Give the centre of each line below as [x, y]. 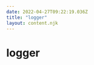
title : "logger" [27, 17]
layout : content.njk [32, 23]
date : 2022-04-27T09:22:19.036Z [47, 12]
